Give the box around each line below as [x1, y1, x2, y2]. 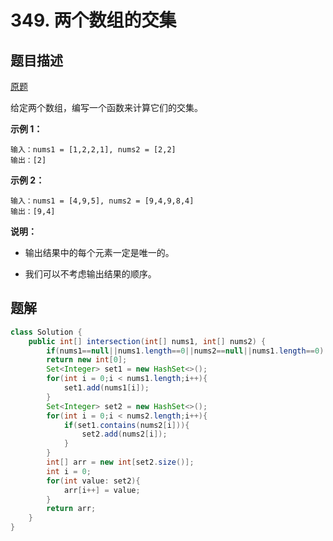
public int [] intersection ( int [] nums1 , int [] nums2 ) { [28, 336, 267, 346]
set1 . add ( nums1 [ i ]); [63, 383, 150, 393]
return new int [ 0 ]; [46, 355, 128, 365]
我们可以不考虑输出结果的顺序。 [24, 268, 157, 280]
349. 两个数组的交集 [10, 9, 177, 32]
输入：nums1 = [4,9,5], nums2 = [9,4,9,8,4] [10, 196, 195, 206]
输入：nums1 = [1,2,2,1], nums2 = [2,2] [10, 145, 177, 155]
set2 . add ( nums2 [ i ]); [81, 429, 168, 440]
